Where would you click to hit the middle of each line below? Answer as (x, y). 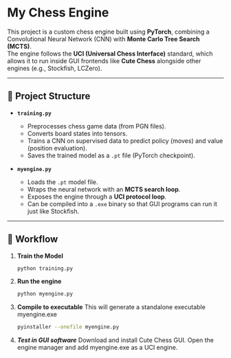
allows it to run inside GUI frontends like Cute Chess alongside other (104, 60)
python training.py (45, 268)
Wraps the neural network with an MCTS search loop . (104, 189)
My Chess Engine (58, 13)
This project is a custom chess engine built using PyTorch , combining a (108, 32)
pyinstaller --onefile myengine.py (68, 327)
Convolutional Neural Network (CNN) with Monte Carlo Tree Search (104, 38)
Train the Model (40, 256)
